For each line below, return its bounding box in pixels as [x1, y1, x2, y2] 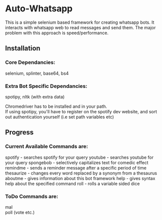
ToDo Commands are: [5, 193, 58, 200]
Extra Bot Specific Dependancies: [5, 83, 87, 89]
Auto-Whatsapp [5, 3, 73, 14]
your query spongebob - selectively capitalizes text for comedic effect [5, 159, 149, 166]
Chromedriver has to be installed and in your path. [5, 103, 107, 109]
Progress [5, 128, 34, 136]
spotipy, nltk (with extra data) [5, 93, 65, 99]
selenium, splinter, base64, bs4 [5, 70, 69, 76]
